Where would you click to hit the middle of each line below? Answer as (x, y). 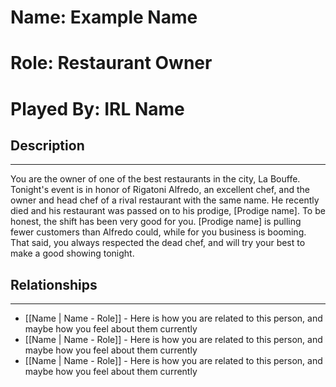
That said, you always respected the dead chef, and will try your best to (158, 243)
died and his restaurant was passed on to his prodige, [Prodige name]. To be (168, 211)
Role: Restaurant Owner (111, 63)
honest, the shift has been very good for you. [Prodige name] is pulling (156, 222)
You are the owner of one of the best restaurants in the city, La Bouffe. (155, 179)
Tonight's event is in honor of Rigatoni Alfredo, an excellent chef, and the (160, 190)
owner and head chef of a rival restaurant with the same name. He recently (165, 200)
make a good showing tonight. (72, 253)
